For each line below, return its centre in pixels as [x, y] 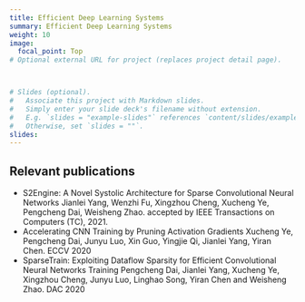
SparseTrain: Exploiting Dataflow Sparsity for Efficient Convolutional [149, 260]
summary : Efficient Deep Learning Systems [91, 26]
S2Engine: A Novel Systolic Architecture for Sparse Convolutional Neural [158, 193]
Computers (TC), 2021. [65, 222]
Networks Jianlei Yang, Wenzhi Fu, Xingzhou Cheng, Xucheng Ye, [146, 203]
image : [22, 43]
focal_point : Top [50, 52]
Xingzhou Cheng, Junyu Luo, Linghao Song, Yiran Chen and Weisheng [155, 280]
